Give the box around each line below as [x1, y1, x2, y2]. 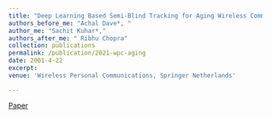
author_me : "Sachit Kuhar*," [8, 26, 106, 35]
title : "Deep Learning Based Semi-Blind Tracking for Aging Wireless [8, 11, 248, 20]
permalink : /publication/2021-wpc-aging [8, 49, 147, 57]
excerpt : [8, 64, 38, 72]
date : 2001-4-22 [8, 57, 63, 65]
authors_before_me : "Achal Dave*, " [8, 19, 131, 27]
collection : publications [8, 42, 95, 50]
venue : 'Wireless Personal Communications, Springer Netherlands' [8, 71, 236, 79]
